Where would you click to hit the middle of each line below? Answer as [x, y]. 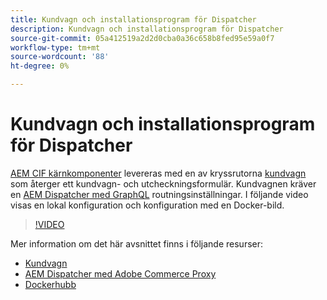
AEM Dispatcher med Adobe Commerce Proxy [120, 273]
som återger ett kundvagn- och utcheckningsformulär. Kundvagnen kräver [163, 183]
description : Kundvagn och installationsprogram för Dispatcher [147, 29]
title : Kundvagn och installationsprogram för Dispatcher [133, 19]
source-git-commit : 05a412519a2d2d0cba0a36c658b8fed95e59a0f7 [142, 38]
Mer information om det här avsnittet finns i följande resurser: [137, 243]
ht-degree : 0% [40, 66]
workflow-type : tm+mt [55, 47]
